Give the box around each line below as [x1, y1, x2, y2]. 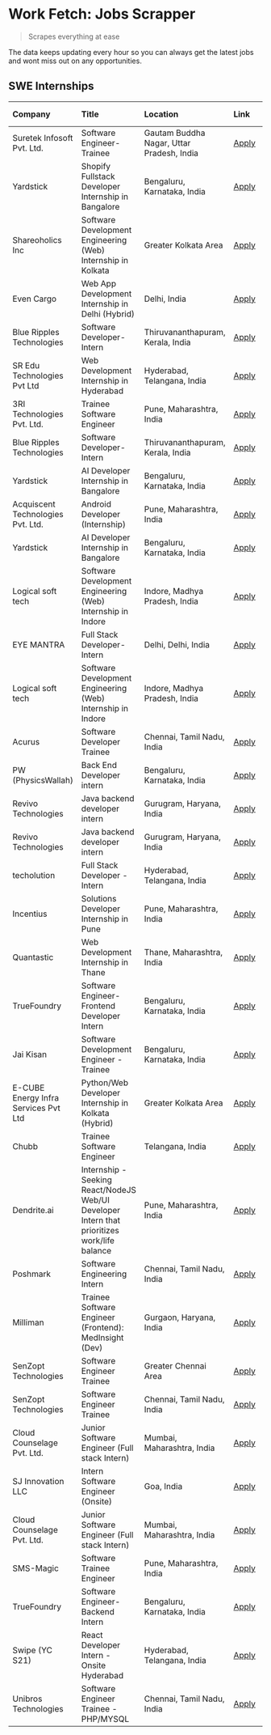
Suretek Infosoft [12, 132, 73, 143]
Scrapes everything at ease [27, 32, 120, 41]
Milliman [12, 1317, 44, 1328]
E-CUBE [12, 1082, 45, 1093]
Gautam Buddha [144, 127, 206, 138]
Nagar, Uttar [144, 137, 191, 148]
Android [81, 498, 111, 510]
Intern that [81, 1215, 121, 1226]
